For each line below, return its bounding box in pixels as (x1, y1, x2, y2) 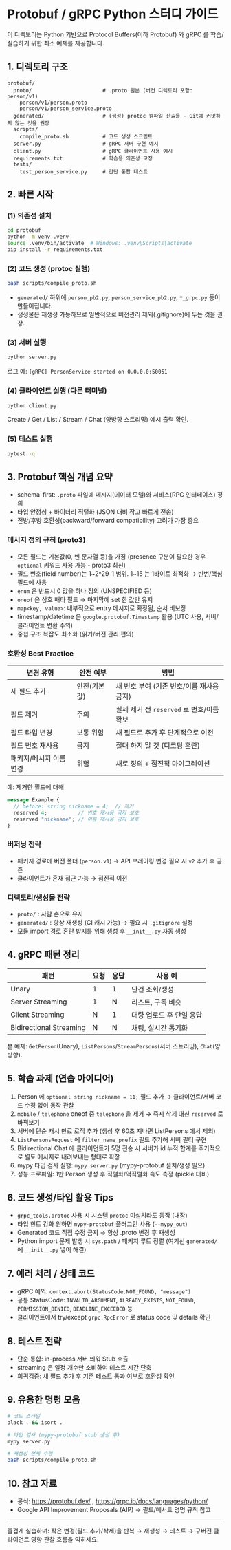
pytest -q (7, 450, 36, 458)
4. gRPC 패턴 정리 (7, 949, 80, 960)
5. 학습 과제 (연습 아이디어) (7, 1073, 114, 1084)
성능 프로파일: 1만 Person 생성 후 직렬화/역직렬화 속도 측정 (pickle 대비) (16, 1170, 210, 1178)
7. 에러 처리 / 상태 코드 (7, 1267, 95, 1280)
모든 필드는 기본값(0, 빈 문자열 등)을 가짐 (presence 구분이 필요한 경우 (16, 552, 206, 561)
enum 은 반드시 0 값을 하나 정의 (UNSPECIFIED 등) (16, 586, 153, 595)
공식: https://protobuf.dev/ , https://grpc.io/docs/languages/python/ (16, 1497, 208, 1505)
